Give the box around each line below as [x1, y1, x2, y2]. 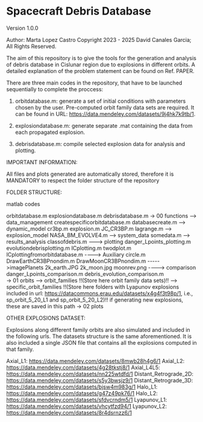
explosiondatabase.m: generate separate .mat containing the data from [15, 122, 193, 129]
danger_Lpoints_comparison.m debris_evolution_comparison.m [6, 270, 164, 277]
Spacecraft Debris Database [6, 4, 151, 18]
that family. [6, 345, 35, 353]
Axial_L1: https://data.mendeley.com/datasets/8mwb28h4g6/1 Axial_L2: [6, 357, 185, 364]
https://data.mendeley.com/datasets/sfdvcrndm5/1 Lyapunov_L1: [6, 396, 168, 403]
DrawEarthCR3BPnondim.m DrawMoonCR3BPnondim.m [6, 257, 147, 265]
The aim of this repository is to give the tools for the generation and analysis [6, 54, 197, 61]
